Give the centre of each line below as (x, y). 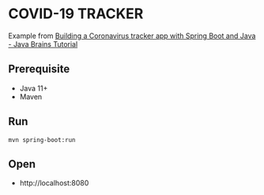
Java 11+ (34, 88)
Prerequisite (39, 69)
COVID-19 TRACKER (76, 14)
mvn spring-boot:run (42, 140)
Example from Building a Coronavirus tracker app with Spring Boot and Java (132, 36)
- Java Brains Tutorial (43, 44)
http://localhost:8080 (54, 183)
